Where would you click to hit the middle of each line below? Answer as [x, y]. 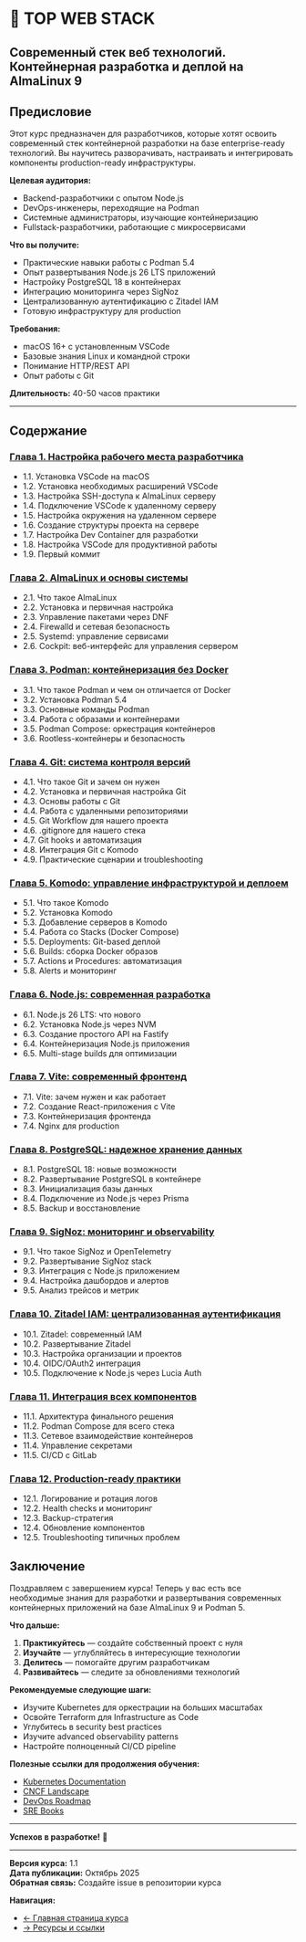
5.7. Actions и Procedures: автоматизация [102, 961]
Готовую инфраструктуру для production [102, 311]
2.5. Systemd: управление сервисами [96, 636]
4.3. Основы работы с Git [71, 801]
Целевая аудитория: [50, 181]
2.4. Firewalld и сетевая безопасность [96, 627]
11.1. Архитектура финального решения [98, 1417]
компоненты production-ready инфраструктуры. [102, 163]
